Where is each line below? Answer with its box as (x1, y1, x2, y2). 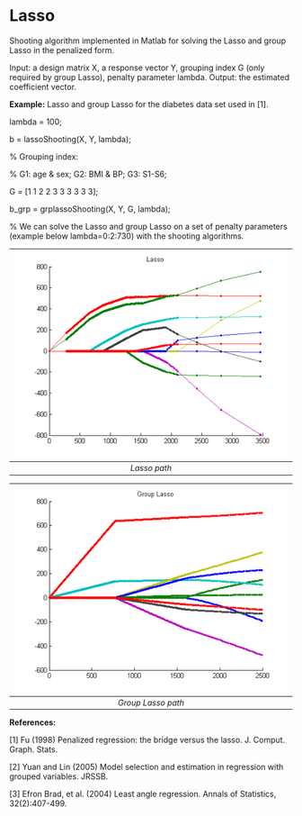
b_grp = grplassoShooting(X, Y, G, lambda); (9, 204, 171, 214)
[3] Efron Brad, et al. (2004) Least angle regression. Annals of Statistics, (9, 789, 277, 800)
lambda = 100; (9, 116, 63, 127)
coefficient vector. (9, 81, 77, 92)
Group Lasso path (118, 697, 184, 708)
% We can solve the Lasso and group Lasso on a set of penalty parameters (9, 221, 288, 231)
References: (9, 717, 57, 728)
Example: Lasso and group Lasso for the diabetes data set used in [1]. (9, 98, 269, 109)
